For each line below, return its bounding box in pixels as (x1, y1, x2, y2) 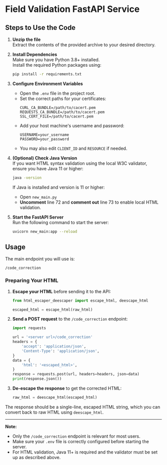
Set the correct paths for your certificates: (19, 96, 106, 102)
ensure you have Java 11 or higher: (12, 165, 83, 171)
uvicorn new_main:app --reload (12, 229, 78, 234)
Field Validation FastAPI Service (5, 3, 140, 15)
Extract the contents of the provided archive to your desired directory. (12, 42, 156, 48)
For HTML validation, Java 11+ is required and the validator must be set (12, 449, 158, 455)
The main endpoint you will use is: (5, 256, 75, 262)
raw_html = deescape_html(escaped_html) (12, 395, 97, 400)
